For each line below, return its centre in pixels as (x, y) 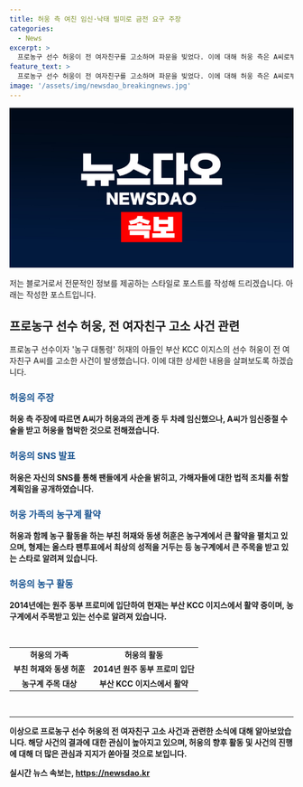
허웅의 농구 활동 (41, 584)
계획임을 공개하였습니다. (52, 489)
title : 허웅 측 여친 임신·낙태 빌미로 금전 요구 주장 (96, 19)
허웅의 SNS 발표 (42, 456)
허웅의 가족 (50, 655)
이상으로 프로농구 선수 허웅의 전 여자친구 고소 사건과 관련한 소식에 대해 (132, 731)
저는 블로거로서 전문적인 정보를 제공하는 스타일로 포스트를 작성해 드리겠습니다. (147, 284)
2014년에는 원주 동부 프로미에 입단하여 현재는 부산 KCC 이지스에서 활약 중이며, (147, 605)
